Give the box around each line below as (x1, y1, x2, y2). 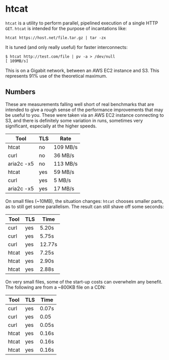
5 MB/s (53, 176, 71, 184)
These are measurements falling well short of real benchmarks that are (5, 101, 154, 107)
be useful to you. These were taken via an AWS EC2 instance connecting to (5, 112, 164, 118)
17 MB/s (53, 185, 75, 192)
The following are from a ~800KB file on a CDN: (5, 284, 106, 290)
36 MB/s (53, 151, 75, 159)
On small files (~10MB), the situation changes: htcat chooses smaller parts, (5, 198, 164, 204)
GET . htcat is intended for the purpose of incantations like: (5, 25, 127, 31)
